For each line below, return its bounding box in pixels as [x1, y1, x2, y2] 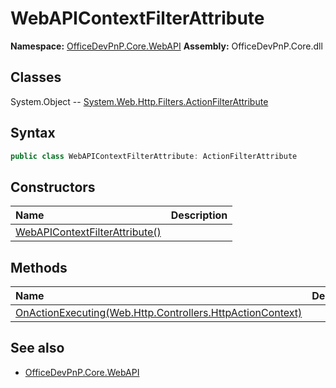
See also [10, 340, 65, 357]
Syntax [10, 125, 56, 142]
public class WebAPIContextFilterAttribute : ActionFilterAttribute [10, 151, 298, 161]
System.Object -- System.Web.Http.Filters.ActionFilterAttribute [10, 95, 269, 107]
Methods [10, 259, 68, 276]
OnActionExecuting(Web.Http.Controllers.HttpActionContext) [15, 306, 303, 320]
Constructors [10, 178, 96, 196]
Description [170, 208, 228, 222]
